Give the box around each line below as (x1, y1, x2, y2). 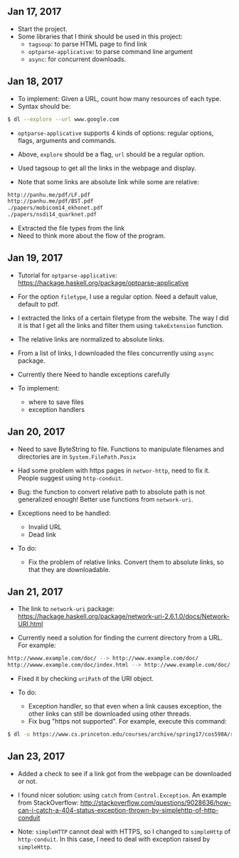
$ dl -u (7, 731, 31, 738)
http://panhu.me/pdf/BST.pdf (7, 198, 94, 205)
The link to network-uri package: (17, 605, 115, 613)
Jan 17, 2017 (7, 6, 62, 18)
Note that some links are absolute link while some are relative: (17, 177, 199, 186)
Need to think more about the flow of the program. (17, 231, 166, 240)
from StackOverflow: (17, 798, 79, 807)
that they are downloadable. (28, 565, 111, 573)
